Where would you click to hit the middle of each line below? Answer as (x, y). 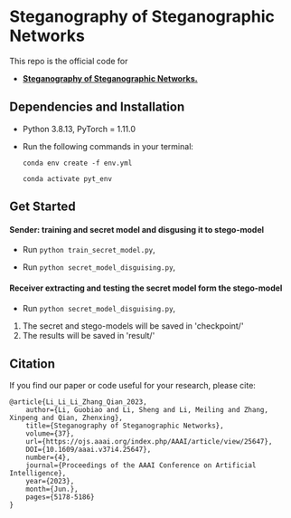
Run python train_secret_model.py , (89, 250)
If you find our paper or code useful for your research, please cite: (132, 386)
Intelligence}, (38, 474)
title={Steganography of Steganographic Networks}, (125, 426)
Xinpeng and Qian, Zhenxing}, (66, 418)
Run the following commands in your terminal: (108, 146)
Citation (33, 364)
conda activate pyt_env (67, 178)
